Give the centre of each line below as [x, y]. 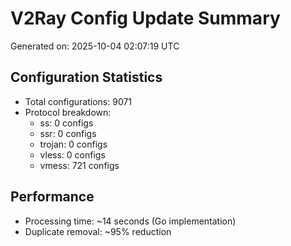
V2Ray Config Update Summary [145, 18]
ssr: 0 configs [68, 133]
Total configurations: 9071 [78, 101]
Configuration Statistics [86, 77]
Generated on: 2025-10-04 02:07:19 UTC [95, 46]
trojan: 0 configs [73, 144]
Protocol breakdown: [68, 112]
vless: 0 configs [72, 154]
